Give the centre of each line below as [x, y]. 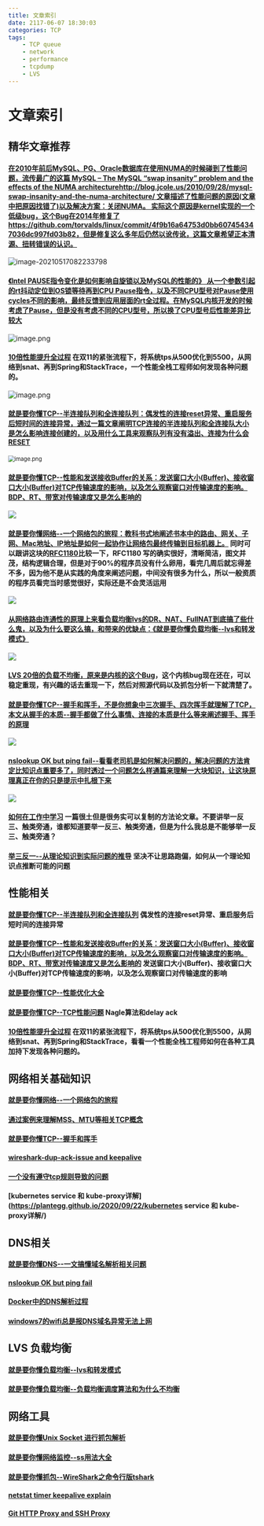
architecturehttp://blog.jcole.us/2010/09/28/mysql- [165, 186]
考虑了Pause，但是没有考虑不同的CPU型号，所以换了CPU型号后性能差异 [126, 310]
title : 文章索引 [32, 15]
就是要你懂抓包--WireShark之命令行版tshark [81, 1476]
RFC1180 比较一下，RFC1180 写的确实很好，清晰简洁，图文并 [148, 553]
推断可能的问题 [46, 865]
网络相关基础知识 [49, 1078]
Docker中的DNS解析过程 [48, 1302]
